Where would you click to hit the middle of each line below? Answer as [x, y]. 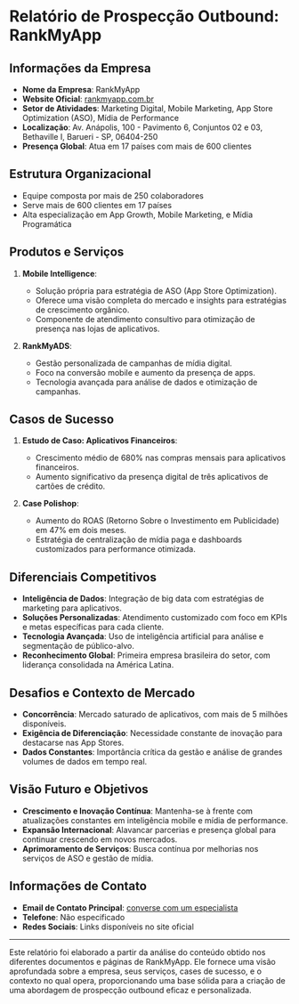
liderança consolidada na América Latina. [98, 665]
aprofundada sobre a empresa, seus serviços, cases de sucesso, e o [136, 971]
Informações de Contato [78, 886]
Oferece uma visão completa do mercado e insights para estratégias [161, 300]
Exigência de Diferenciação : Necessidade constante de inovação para [152, 733]
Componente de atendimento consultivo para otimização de [145, 319]
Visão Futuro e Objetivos [79, 789]
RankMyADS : [47, 345]
